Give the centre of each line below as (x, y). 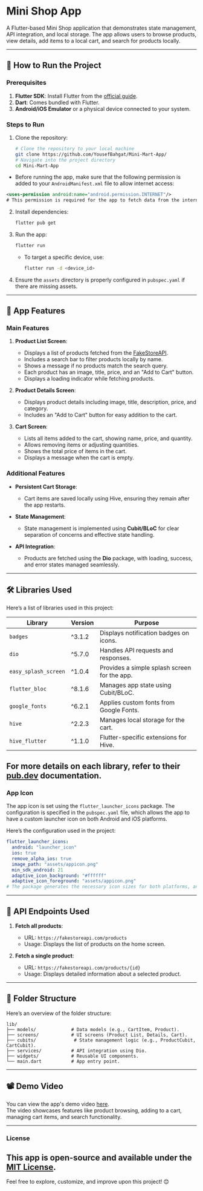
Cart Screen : (31, 427)
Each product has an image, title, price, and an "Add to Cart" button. (109, 372)
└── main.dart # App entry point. (63, 1061)
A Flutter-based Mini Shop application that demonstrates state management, (101, 28)
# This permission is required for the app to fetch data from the (93, 200)
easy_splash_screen (37, 671)
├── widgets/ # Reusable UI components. (72, 1056)
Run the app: (31, 235)
